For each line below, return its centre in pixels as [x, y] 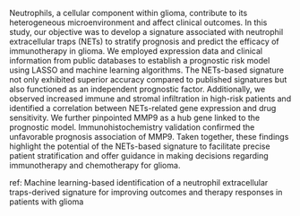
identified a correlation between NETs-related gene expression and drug [143, 108]
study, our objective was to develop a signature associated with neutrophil [146, 32]
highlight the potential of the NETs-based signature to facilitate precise [140, 146]
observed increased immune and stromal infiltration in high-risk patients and [150, 99]
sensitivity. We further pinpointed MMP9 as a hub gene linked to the [135, 117]
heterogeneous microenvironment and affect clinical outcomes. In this [138, 22]
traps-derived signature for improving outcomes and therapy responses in [146, 192]
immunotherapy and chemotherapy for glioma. [95, 165]
